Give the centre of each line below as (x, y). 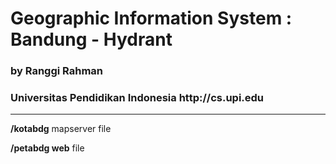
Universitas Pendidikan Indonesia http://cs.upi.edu (137, 98)
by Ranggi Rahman (57, 71)
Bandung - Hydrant (91, 39)
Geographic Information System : (151, 18)
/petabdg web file (47, 148)
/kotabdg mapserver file (61, 129)
